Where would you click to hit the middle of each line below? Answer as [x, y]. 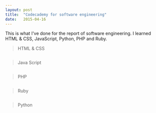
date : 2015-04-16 [26, 19]
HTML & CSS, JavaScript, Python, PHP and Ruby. [56, 39]
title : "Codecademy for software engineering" [56, 15]
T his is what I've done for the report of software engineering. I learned [78, 34]
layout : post [19, 10]
